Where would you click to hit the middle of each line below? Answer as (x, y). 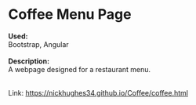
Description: (29, 61)
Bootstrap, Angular (38, 44)
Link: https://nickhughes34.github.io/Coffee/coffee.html (98, 92)
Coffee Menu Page (70, 14)
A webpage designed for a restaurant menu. (80, 69)
